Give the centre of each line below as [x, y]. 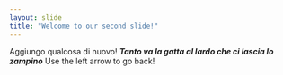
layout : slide [36, 17]
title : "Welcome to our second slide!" [84, 26]
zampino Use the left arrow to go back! [82, 61]
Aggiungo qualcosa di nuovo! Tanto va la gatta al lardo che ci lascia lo [141, 51]
